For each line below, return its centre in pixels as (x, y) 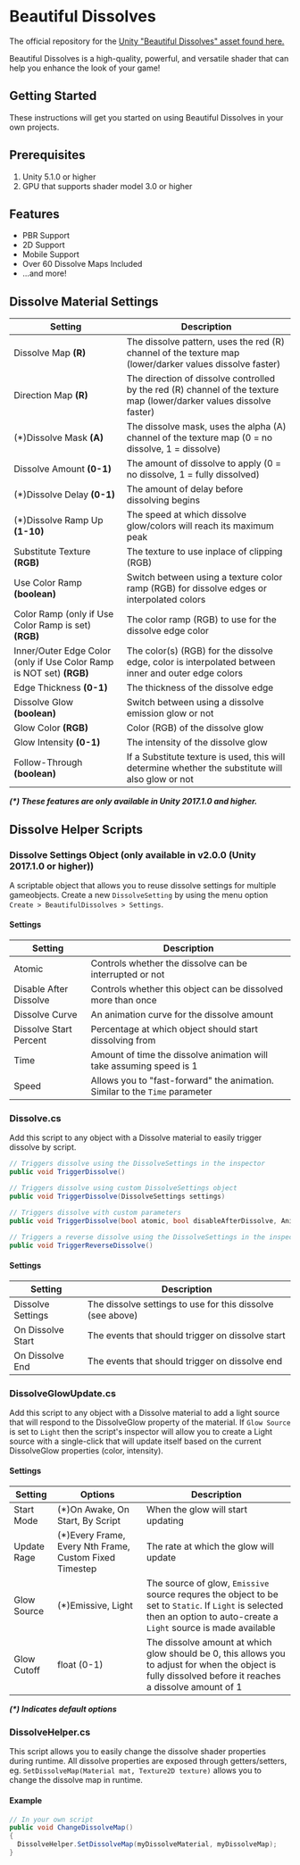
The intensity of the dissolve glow (197, 743)
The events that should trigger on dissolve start (187, 1335)
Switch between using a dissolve (195, 703)
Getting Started (53, 96)
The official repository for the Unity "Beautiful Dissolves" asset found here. (147, 41)
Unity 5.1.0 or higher (59, 177)
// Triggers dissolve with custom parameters (95, 1212)
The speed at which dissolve (187, 515)
